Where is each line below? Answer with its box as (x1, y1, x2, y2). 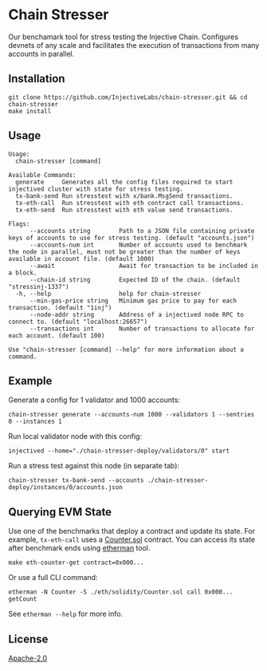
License (8, 632, 49, 645)
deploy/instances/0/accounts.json (8, 484, 124, 491)
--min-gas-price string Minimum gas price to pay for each (29, 297, 238, 305)
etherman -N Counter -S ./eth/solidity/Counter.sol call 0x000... (8, 588, 234, 596)
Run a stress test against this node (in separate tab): (8, 461, 180, 471)
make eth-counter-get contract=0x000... (8, 559, 145, 567)
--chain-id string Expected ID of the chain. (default (29, 275, 241, 284)
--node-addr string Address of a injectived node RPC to (29, 310, 245, 318)
